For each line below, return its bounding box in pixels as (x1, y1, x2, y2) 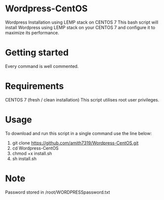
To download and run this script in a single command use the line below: (5, 130, 152, 136)
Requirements (5, 81, 64, 92)
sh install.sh (12, 156, 37, 162)
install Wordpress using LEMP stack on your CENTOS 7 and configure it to (5, 24, 156, 30)
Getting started (5, 47, 69, 58)
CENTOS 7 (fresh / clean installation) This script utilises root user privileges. (5, 97, 159, 102)
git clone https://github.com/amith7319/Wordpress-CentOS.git (12, 140, 139, 146)
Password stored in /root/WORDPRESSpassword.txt (5, 189, 110, 195)
